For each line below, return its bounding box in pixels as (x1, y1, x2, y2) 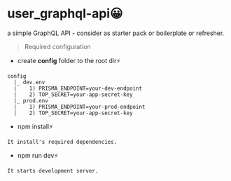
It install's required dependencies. (7, 138, 118, 145)
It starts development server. (7, 167, 99, 174)
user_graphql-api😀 (7, 6, 123, 22)
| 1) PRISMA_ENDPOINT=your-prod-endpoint (13, 103, 146, 110)
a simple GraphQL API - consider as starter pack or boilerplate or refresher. (7, 29, 225, 37)
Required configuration (24, 42, 91, 51)
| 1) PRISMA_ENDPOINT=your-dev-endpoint (13, 85, 142, 92)
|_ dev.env (13, 79, 45, 86)
